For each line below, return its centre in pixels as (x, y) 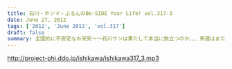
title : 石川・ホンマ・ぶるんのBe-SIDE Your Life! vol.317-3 (90, 13)
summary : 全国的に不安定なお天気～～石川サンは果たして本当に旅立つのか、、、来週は (111, 39)
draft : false (26, 32)
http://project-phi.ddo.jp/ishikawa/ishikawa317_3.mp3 (83, 58)
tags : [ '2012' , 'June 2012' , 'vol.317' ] (66, 26)
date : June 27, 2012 (37, 20)
